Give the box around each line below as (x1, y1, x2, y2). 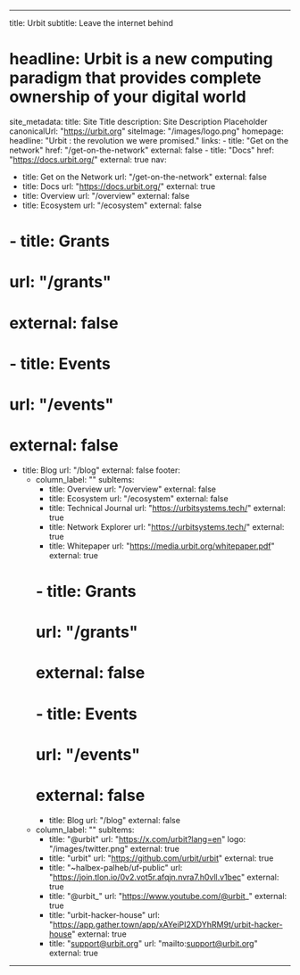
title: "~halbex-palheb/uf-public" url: (48, 862, 183, 872)
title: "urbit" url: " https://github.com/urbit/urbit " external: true (48, 853, 274, 863)
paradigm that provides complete (9, 68, 262, 88)
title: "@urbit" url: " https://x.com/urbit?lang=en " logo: (48, 833, 246, 844)
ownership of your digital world (9, 87, 247, 107)
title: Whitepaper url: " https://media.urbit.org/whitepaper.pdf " (48, 541, 275, 551)
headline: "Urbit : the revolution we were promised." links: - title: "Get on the (9, 135, 288, 145)
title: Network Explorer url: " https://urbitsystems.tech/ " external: (48, 521, 285, 532)
